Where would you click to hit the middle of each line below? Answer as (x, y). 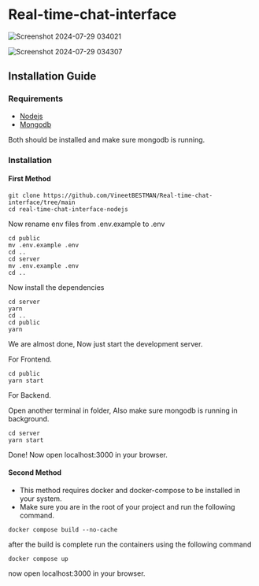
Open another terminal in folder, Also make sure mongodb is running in (123, 410)
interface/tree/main (42, 202)
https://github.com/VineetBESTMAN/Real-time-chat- (128, 195)
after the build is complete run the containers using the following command (130, 544)
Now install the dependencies (56, 287)
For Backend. (30, 395)
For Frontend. (30, 359)
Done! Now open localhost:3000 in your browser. (88, 454)
